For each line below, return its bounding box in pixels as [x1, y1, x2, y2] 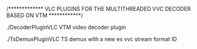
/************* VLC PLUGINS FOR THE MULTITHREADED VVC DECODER [6, 6, 191, 12]
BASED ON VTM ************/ [6, 12, 83, 19]
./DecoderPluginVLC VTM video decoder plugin [6, 24, 127, 31]
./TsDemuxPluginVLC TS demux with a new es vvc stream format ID [6, 36, 177, 42]
